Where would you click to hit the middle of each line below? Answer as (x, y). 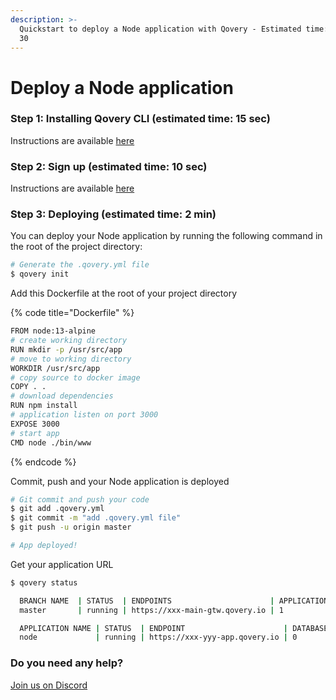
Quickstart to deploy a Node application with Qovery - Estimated (160, 29)
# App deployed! (44, 546)
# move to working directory (71, 359)
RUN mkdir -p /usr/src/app (66, 349)
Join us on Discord (49, 685)
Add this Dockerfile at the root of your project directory (123, 293)
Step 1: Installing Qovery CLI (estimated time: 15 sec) (140, 119)
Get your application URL (62, 564)
